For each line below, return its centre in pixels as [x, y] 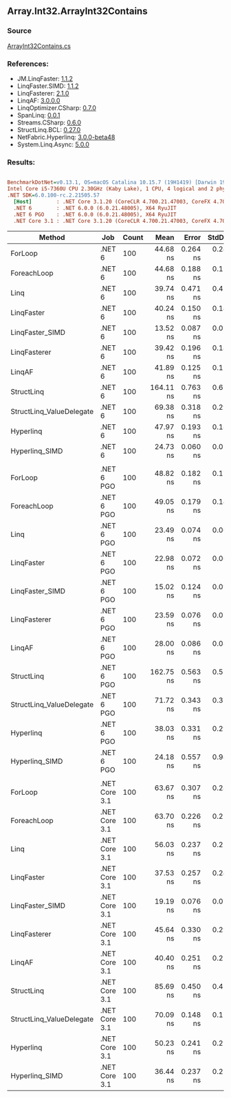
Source [20, 31]
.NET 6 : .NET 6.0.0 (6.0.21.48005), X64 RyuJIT [95, 208]
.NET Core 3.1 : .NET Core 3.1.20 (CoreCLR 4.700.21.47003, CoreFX [112, 221]
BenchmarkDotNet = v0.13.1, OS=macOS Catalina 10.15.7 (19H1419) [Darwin [112, 183]
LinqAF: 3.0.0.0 [38, 100]
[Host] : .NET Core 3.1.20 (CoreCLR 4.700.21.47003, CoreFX [112, 201]
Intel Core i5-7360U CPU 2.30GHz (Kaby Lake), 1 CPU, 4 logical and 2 [110, 189]
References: [28, 63]
